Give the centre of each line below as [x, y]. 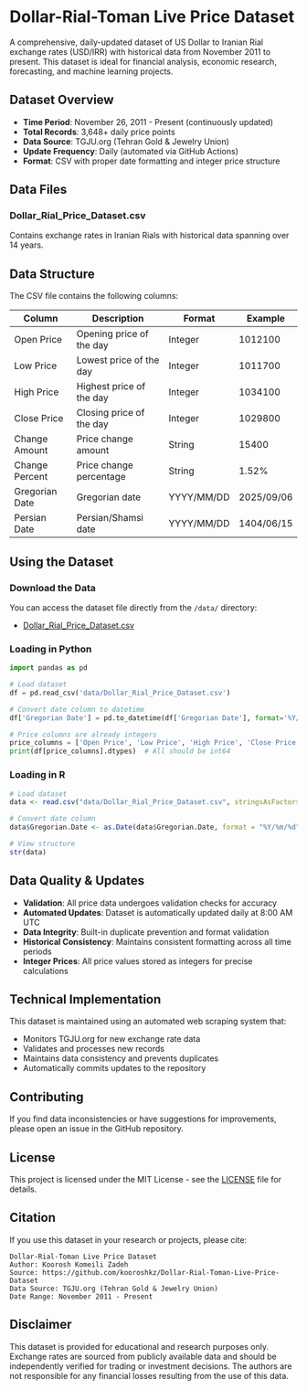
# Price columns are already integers [83, 734]
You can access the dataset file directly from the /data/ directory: [133, 607]
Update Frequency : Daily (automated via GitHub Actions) [131, 151]
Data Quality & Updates [77, 881]
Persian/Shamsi [110, 518]
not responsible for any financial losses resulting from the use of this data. [149, 1375]
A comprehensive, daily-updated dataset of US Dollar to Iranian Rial [136, 42]
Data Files [38, 190]
